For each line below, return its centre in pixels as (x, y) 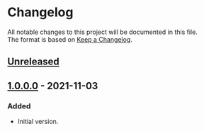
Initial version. (38, 122)
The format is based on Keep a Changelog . (70, 39)
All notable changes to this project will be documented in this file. (103, 32)
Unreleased (34, 62)
